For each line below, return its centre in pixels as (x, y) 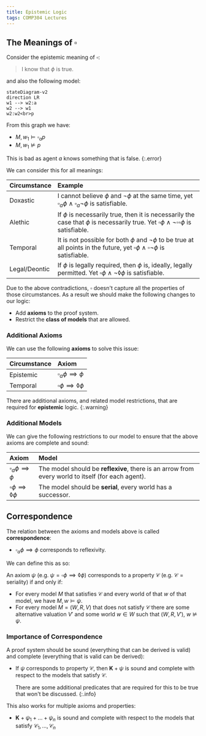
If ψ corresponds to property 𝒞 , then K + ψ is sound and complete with (105, 668)
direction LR (23, 98)
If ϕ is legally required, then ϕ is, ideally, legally (125, 266)
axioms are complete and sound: (48, 443)
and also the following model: (44, 81)
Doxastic (22, 200)
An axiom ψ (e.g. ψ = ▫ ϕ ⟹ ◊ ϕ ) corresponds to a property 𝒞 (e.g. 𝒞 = (95, 575)
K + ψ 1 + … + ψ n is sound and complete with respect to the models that (105, 718)
